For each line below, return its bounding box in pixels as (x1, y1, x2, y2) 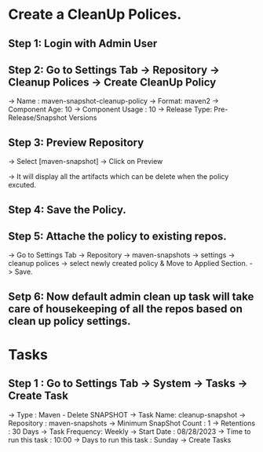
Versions (68, 113, 97, 122)
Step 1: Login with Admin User (8, 37, 158, 50)
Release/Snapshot (8, 113, 68, 122)
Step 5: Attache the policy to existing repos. (8, 229, 228, 242)
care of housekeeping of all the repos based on (8, 302, 243, 315)
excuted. (8, 180, 37, 190)
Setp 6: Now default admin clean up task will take (8, 290, 254, 303)
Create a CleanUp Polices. (8, 5, 182, 24)
